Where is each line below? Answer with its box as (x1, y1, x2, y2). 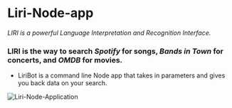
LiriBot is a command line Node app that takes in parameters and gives (17, 71, 226, 80)
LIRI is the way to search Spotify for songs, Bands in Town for (7, 46, 224, 56)
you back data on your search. (17, 79, 108, 87)
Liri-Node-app (7, 5, 94, 21)
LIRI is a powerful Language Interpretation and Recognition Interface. (7, 28, 211, 37)
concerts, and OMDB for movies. (7, 55, 123, 65)
